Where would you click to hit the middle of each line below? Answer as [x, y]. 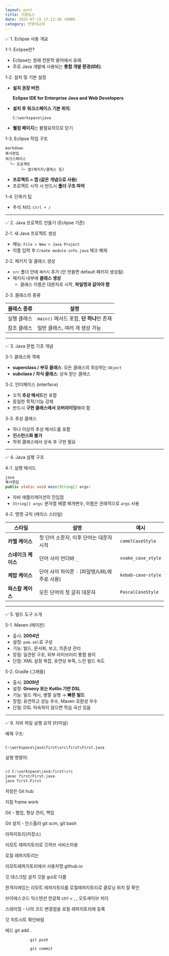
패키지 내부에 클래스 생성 [37, 278]
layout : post [19, 10]
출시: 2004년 [26, 636]
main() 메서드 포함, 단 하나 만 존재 [74, 319]
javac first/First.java [30, 776]
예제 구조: [15, 733]
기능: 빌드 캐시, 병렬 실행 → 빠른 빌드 [49, 695]
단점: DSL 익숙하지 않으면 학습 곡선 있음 [52, 707]
